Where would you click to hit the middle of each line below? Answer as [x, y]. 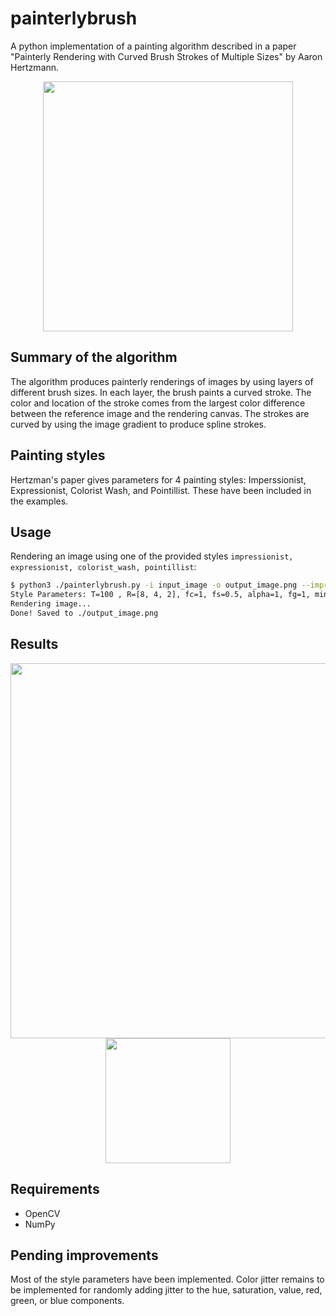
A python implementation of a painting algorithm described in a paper [153, 46]
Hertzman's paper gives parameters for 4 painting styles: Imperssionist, [158, 479]
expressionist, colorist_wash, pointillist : [103, 567]
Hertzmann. [35, 67]
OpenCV [42, 1213]
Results [34, 644]
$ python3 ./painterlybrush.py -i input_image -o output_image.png [154, 585]
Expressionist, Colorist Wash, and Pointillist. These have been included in [161, 490]
